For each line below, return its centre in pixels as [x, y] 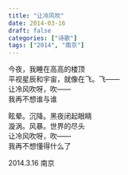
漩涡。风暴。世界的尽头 [47, 126]
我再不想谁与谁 [33, 99]
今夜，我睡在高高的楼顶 [47, 70]
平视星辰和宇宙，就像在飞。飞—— [64, 79]
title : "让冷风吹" [37, 16]
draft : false [30, 30]
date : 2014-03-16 [37, 23]
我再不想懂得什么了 [40, 146]
